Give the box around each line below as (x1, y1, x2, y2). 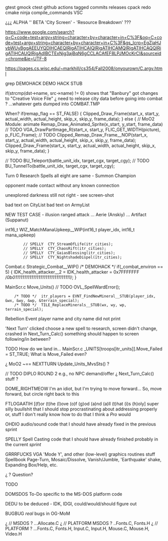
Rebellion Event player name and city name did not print (5, 316, 121, 322)
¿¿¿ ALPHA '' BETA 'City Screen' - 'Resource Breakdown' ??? (5, 20, 131, 25)
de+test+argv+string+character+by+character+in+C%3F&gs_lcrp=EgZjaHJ (5, 40, 161, 46)
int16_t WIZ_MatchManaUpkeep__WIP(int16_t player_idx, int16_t (5, 227, 135, 232)
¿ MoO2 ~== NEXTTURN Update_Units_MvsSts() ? (5, 361, 109, 367)
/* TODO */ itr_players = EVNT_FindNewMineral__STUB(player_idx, (14, 294, 156, 299)
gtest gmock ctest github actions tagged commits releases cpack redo (5, 5, 151, 10)
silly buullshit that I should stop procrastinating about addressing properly (5, 406, 157, 412)
